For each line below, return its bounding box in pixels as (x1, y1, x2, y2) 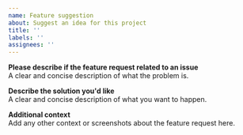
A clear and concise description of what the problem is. (8, 71, 189, 81)
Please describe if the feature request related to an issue (8, 62, 199, 72)
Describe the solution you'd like (8, 86, 115, 96)
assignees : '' (8, 41, 55, 49)
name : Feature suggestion (8, 11, 93, 20)
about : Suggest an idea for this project (8, 19, 147, 27)
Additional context (8, 110, 71, 119)
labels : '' (8, 33, 44, 42)
